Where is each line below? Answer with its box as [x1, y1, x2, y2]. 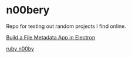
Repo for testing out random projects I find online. [6, 23, 127, 30]
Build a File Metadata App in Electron [6, 34, 96, 41]
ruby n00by [6, 45, 34, 52]
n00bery [6, 3, 50, 17]
